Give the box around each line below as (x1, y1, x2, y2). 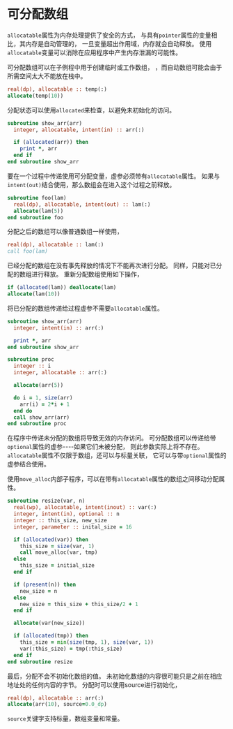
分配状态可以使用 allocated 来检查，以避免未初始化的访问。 (7, 105, 176, 114)
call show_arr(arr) (13, 413, 70, 421)
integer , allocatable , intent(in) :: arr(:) (13, 126, 145, 133)
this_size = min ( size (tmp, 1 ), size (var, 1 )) (19, 639, 154, 646)
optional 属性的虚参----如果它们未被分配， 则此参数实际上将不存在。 (7, 443, 204, 451)
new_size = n (19, 587, 58, 594)
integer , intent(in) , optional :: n (13, 510, 120, 517)
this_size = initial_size (19, 562, 95, 569)
